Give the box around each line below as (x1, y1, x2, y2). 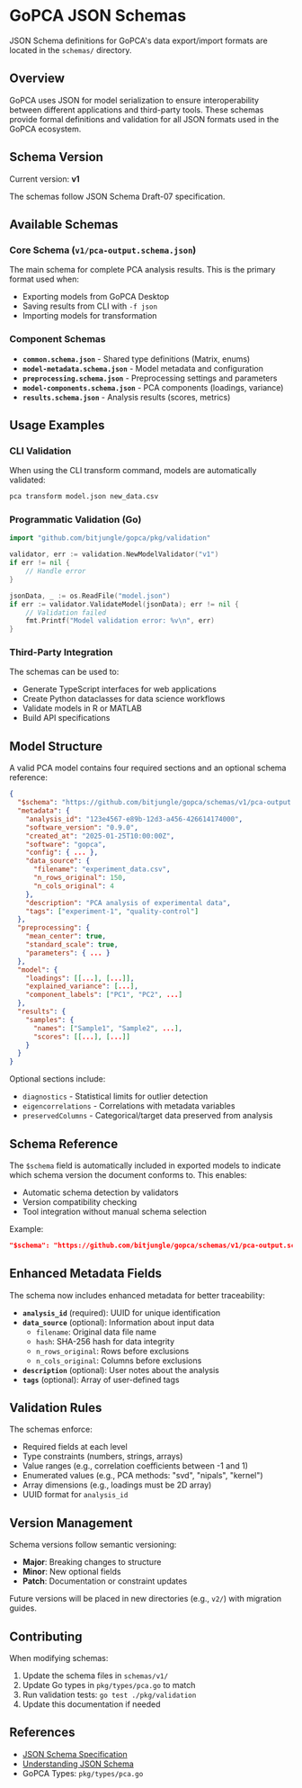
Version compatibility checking (22, 1196, 138, 1207)
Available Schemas (9, 217, 119, 232)
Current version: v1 (9, 173, 80, 184)
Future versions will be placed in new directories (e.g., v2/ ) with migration (9, 1594, 281, 1604)
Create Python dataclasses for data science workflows (22, 694, 226, 705)
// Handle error (25, 567, 87, 576)
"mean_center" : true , (25, 932, 106, 941)
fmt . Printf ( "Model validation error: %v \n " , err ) (25, 616, 216, 625)
